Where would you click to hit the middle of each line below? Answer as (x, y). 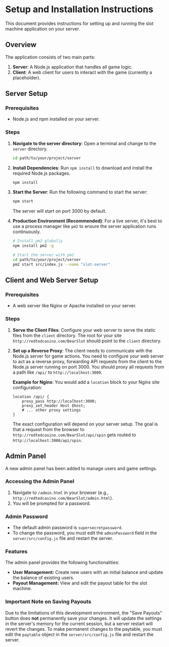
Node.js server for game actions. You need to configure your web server (88, 356)
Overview (21, 45)
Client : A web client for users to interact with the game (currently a (82, 72)
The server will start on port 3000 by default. (59, 211)
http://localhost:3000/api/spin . (47, 440)
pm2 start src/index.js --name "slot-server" (61, 264)
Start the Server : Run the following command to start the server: (80, 192)
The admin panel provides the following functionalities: (62, 563)
